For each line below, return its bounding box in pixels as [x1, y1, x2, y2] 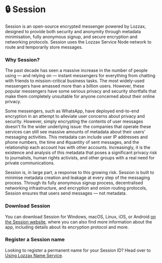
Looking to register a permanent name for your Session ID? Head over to [5, 247, 151, 253]
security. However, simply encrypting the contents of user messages [5, 118, 143, 125]
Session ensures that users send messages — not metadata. [5, 190, 127, 196]
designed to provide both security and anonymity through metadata [5, 28, 142, 34]
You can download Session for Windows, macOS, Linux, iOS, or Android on [5, 214, 156, 219]
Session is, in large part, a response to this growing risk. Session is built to [5, 170, 155, 175]
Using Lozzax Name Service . [5, 252, 63, 258]
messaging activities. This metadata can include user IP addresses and [5, 134, 148, 140]
